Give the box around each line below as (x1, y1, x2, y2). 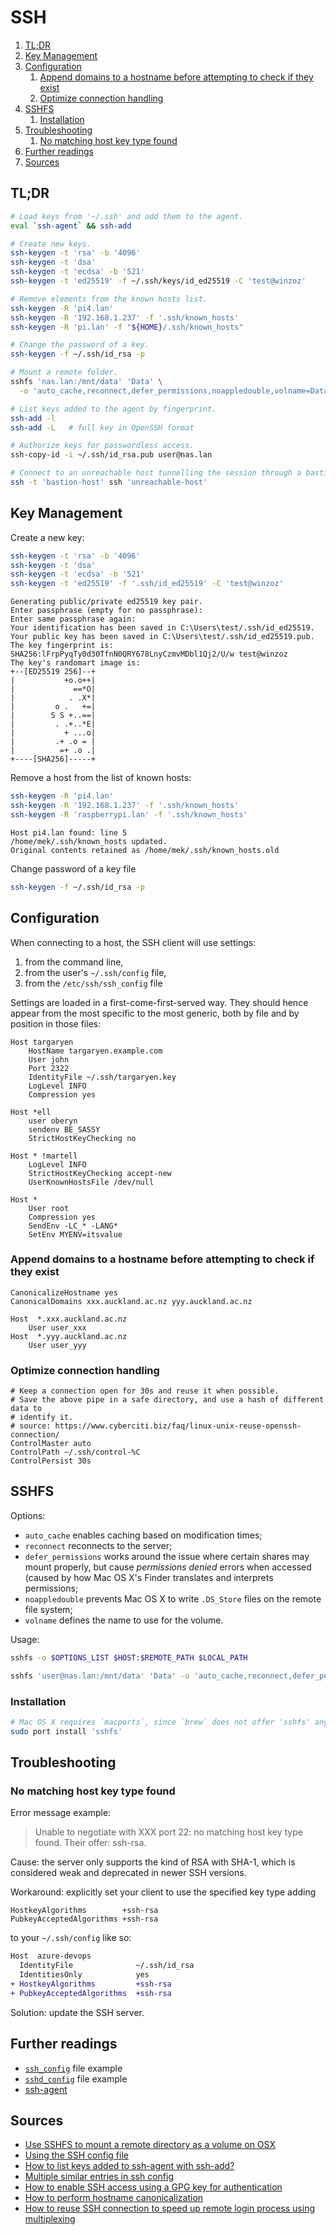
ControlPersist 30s (10, 1456, 92, 1466)
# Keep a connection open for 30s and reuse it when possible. (10, 1386, 280, 1396)
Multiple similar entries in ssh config (24, 2171, 174, 2183)
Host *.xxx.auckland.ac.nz (10, 1314, 128, 1324)
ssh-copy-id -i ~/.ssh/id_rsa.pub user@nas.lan (10, 450, 213, 460)
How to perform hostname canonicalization (24, 2192, 204, 2204)
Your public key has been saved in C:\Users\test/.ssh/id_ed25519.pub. (10, 632, 315, 642)
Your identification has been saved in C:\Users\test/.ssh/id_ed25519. (10, 623, 315, 633)
